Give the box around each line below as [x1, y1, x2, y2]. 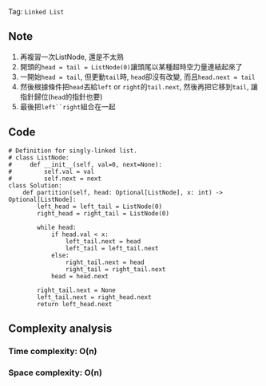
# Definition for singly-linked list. [8, 147, 137, 155]
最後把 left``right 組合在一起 [19, 101, 116, 111]
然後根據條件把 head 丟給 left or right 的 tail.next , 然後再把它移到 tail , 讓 [19, 81, 258, 91]
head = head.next [50, 272, 109, 280]
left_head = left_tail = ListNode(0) [37, 203, 162, 211]
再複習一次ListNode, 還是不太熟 [19, 52, 124, 61]
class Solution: [8, 181, 62, 190]
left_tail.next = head [65, 237, 141, 246]
